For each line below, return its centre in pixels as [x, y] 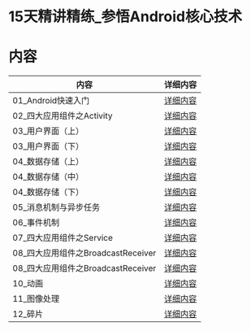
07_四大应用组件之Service [63, 238]
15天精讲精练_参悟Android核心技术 [125, 17]
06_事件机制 [36, 223]
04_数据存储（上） [48, 162]
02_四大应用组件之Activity [63, 116]
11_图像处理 [36, 299]
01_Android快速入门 [51, 101]
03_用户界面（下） [48, 146]
